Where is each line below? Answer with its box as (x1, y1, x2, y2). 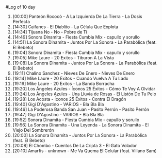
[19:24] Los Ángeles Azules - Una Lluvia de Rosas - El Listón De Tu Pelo (12, 91, 157, 97)
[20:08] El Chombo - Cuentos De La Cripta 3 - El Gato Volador (12, 143, 137, 148)
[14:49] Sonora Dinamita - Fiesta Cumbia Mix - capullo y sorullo (12, 34, 140, 40)
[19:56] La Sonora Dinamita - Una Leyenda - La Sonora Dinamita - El (12, 122, 149, 128)
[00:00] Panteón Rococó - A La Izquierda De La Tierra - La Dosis (12, 14, 143, 19)
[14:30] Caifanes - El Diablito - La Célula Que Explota (12, 24, 118, 30)
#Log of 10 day (5, 4, 35, 10)
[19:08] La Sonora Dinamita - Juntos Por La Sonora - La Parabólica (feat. (12, 60, 158, 66)
